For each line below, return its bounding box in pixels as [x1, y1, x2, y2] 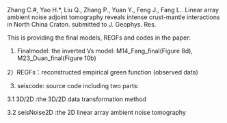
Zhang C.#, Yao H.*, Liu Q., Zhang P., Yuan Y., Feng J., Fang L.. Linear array [7, 6, 219, 14]
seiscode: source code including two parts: [16, 82, 139, 90]
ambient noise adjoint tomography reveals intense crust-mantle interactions [7, 13, 220, 21]
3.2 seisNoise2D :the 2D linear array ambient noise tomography [7, 109, 187, 116]
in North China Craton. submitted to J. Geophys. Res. [7, 20, 157, 28]
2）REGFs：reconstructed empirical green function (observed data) [7, 68, 198, 76]
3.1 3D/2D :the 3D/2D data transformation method [7, 95, 147, 103]
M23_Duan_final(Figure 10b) [16, 54, 97, 62]
